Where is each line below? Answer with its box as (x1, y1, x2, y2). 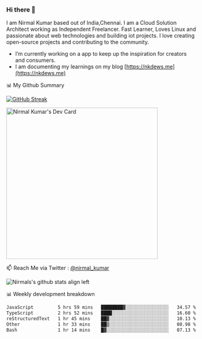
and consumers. (15, 57, 56, 64)
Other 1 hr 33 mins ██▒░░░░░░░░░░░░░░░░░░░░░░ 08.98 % (6, 321, 197, 327)
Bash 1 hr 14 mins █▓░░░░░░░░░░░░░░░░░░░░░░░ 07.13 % (6, 327, 197, 333)
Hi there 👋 (6, 5, 36, 14)
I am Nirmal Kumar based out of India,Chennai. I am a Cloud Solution (6, 19, 177, 27)
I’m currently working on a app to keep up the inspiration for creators (15, 50, 187, 58)
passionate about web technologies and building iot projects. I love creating (6, 32, 195, 39)
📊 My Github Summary (6, 82, 65, 89)
